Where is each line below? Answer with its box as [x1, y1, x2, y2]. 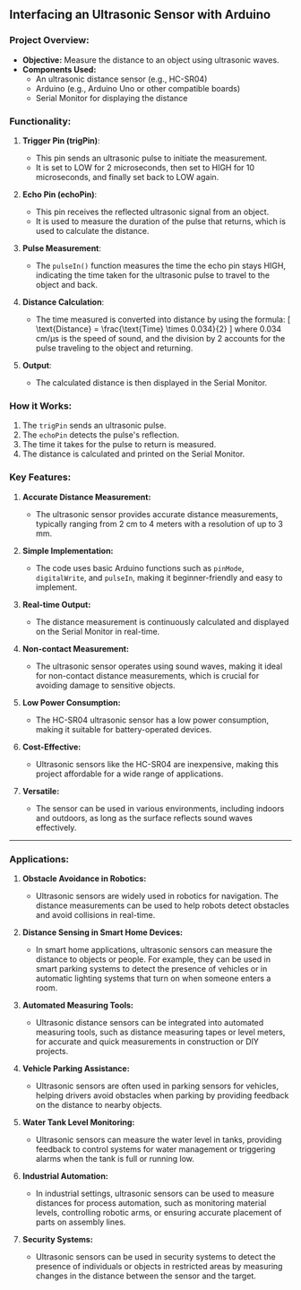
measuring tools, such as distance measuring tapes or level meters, [35, 1026, 286, 1037]
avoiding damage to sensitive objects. [35, 680, 176, 690]
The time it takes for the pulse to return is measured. [21, 439, 217, 450]
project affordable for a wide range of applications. [35, 768, 224, 779]
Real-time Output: [21, 599, 91, 610]
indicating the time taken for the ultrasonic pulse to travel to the [35, 269, 271, 281]
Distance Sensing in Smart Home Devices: [21, 927, 184, 938]
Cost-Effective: [21, 741, 82, 752]
